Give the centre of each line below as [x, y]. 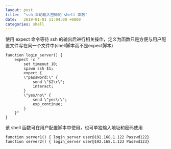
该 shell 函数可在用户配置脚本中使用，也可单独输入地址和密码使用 [74, 128]
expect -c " [27, 60]
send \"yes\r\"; [50, 100]
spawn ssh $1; [39, 69]
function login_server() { [34, 55]
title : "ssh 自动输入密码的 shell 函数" [46, 15]
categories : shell [25, 24]
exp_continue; [47, 104]
